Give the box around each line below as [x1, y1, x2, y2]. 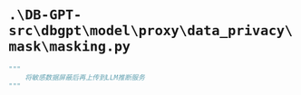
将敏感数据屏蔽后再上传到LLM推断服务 [24, 72, 146, 82]
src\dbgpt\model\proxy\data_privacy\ [8, 23, 294, 40]
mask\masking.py [8, 38, 131, 55]
